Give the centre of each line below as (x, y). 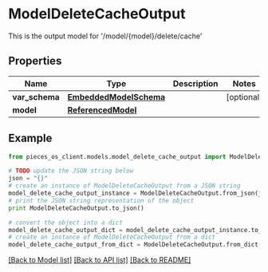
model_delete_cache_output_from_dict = (75, 245)
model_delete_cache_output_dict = (66, 230)
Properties (35, 61)
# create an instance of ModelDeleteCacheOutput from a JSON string (124, 186)
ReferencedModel (102, 110)
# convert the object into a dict (66, 223)
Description (195, 83)
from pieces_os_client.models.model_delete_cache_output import (117, 156)
